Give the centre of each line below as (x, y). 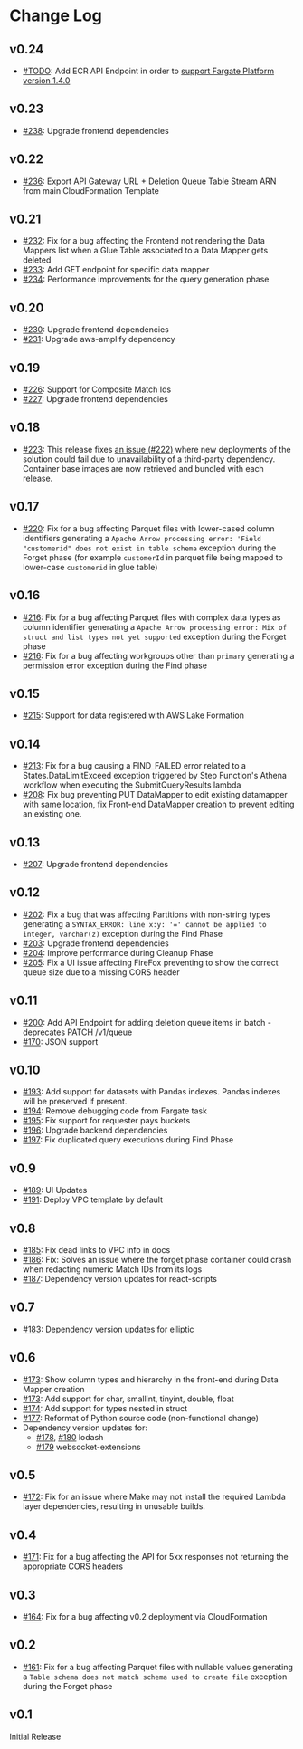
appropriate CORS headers (73, 1566)
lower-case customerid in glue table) (90, 567)
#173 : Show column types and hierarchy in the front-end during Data (150, 1379)
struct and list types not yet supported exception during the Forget (154, 636)
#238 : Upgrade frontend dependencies (95, 130)
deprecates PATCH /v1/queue (77, 1032)
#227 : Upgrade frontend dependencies (95, 399)
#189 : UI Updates (55, 1190)
